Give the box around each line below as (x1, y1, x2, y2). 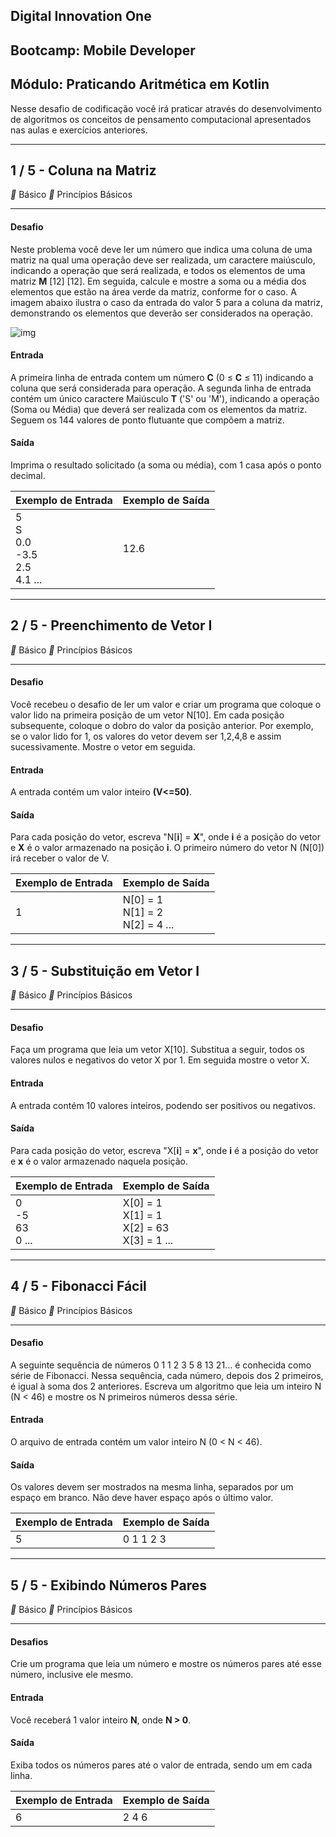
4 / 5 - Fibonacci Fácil (10, 1278, 147, 1295)
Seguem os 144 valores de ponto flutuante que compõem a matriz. (10, 414, 285, 426)
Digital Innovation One (10, 8, 152, 25)
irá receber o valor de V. (10, 852, 110, 864)
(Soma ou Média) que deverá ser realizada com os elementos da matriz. (10, 403, 308, 415)
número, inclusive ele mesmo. (10, 1669, 134, 1681)
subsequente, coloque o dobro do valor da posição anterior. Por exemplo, (10, 720, 314, 732)
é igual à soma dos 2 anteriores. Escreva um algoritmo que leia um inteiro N (10, 1380, 322, 1392)
